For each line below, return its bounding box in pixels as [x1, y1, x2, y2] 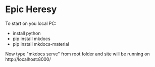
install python [12, 30, 41, 36]
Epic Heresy [5, 4, 57, 15]
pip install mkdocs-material [12, 41, 69, 47]
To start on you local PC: [5, 20, 57, 26]
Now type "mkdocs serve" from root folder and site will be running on [5, 51, 150, 57]
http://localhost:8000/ [5, 56, 51, 62]
